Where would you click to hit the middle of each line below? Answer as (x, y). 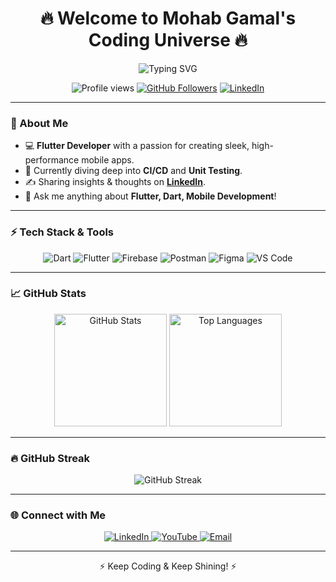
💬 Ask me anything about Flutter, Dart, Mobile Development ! (150, 196)
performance (52, 160)
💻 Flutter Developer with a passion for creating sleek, (137, 146)
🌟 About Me (39, 123)
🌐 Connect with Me (58, 515)
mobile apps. (108, 160)
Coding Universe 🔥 (168, 40)
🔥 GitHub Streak (50, 458)
